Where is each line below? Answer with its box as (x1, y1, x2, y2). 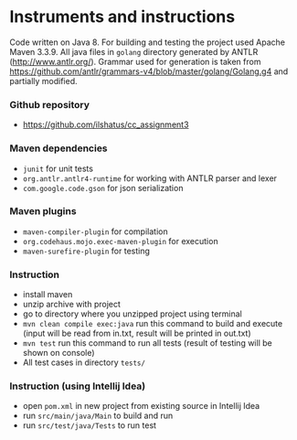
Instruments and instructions (9, 6, 236, 27)
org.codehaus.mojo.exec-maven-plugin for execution (22, 235, 218, 246)
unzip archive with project (22, 299, 122, 310)
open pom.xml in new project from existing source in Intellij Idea (22, 401, 260, 412)
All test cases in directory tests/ (22, 357, 146, 368)
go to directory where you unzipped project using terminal (22, 308, 242, 319)
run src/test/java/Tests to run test (22, 420, 157, 431)
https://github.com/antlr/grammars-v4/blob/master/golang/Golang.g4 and (9, 66, 289, 77)
